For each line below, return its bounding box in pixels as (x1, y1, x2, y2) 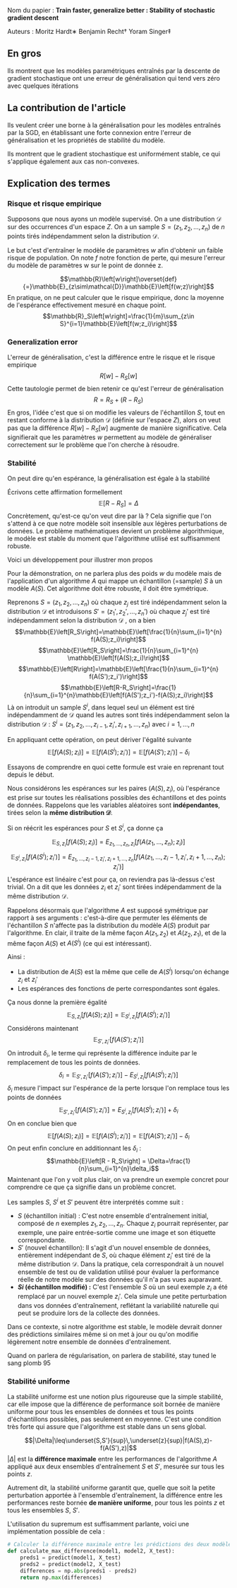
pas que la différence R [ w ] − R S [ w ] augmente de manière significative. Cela (7, 424, 227, 434)
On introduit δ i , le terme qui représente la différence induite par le (7, 1048, 197, 1059)
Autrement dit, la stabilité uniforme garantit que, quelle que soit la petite (7, 1483, 216, 1492)
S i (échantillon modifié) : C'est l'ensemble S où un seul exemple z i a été (17, 1283, 228, 1293)
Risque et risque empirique (7, 198, 102, 208)
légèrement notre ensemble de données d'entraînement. (7, 1338, 171, 1346)
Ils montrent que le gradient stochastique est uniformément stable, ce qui (7, 149, 221, 158)
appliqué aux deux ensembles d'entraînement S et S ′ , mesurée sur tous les (7, 1462, 224, 1471)
